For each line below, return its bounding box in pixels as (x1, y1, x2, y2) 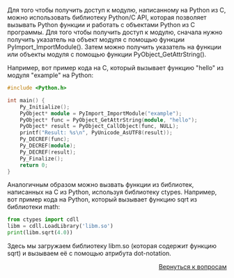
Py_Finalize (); (19, 155, 64, 162)
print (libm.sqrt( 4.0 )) (7, 229, 73, 236)
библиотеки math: (7, 203, 61, 211)
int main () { (7, 97, 45, 104)
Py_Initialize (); (19, 104, 70, 111)
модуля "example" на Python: (7, 71, 94, 79)
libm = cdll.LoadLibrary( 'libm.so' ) (7, 222, 114, 230)
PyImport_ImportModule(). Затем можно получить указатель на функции (7, 43, 221, 51)
